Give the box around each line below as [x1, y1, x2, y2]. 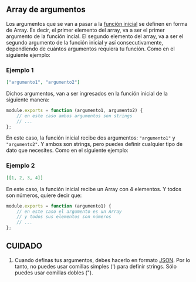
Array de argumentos [6, 5, 86, 15]
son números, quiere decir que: [6, 192, 82, 199]
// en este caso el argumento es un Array [16, 208, 122, 215]
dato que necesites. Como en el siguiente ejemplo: [6, 147, 129, 154]
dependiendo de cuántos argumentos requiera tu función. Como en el [6, 45, 175, 52]
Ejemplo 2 [6, 161, 35, 169]
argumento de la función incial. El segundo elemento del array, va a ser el [6, 32, 184, 40]
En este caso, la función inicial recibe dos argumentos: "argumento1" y [6, 134, 175, 141]
